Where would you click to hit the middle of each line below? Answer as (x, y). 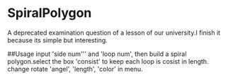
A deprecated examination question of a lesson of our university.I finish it (114, 33)
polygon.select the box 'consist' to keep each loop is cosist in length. (108, 61)
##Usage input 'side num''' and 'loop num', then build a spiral (97, 54)
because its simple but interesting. (57, 40)
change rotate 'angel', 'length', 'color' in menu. (75, 69)
